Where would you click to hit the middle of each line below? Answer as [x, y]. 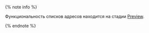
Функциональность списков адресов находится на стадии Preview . [75, 16]
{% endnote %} [21, 26]
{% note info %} [21, 7]
